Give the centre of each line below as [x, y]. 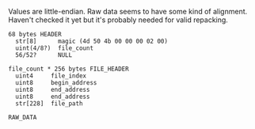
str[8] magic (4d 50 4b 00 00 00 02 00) [92, 41]
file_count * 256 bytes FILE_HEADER [69, 69]
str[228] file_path [49, 104]
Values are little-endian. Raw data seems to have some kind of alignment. [128, 11]
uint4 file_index [51, 76]
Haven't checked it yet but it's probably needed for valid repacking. [118, 20]
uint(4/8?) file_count [54, 48]
